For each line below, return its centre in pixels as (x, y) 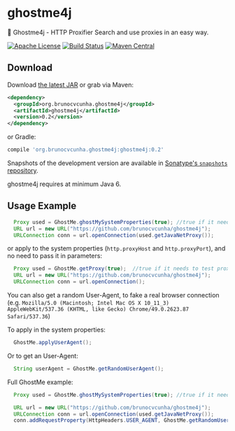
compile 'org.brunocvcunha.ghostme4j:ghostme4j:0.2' (86, 150)
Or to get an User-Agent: (43, 355)
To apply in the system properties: (57, 330)
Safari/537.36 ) (29, 316)
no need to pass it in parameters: (55, 256)
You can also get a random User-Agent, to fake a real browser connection (113, 295)
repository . (23, 170)
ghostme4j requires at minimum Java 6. (64, 184)
